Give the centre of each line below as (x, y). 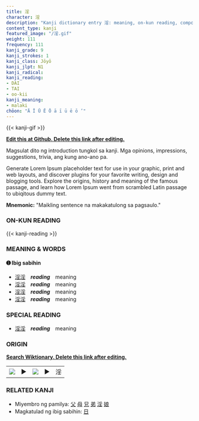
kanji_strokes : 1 (28, 56)
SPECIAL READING (33, 315)
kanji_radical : (25, 72)
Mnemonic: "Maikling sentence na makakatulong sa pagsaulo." (84, 205)
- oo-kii (17, 94)
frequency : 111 (25, 45)
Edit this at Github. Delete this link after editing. (65, 139)
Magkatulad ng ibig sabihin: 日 (52, 411)
